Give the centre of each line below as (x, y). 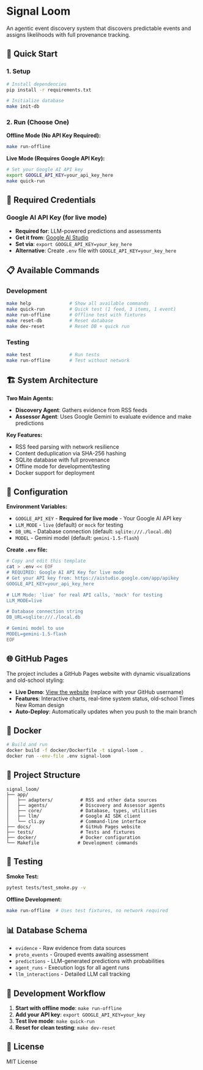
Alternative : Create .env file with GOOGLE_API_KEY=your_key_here (96, 250)
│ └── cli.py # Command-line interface (76, 821)
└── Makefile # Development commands (72, 843)
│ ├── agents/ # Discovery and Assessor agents (86, 805)
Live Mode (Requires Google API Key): (56, 159)
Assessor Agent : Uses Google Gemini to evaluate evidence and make (103, 416)
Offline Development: (34, 899)
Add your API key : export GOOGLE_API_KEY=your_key (80, 1015)
